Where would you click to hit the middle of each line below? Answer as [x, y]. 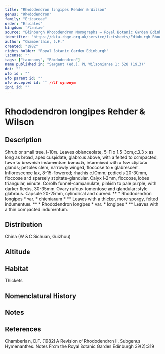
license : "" [17, 55]
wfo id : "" [17, 74]
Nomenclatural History [41, 296]
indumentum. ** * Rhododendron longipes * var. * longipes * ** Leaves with [82, 204]
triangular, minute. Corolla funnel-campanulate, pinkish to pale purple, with [81, 183]
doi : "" [13, 69]
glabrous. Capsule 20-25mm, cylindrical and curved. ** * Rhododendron [78, 193]
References [23, 329]
